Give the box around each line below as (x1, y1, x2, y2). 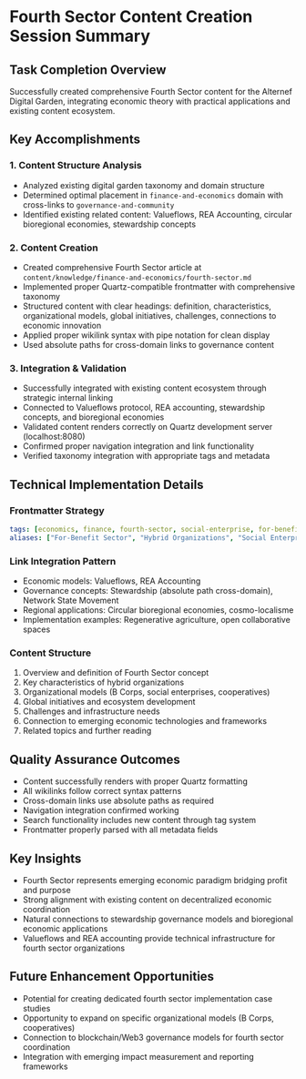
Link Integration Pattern (9, 555, 117, 567)
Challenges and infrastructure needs (22, 706, 161, 717)
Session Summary (9, 25, 151, 46)
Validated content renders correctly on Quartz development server (22, 422, 273, 433)
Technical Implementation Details (9, 476, 204, 493)
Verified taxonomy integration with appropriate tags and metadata (22, 451, 270, 462)
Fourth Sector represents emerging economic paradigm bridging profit (22, 874, 288, 885)
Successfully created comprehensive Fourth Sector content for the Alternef (9, 87, 293, 97)
